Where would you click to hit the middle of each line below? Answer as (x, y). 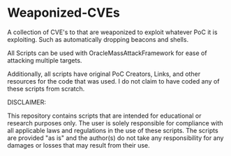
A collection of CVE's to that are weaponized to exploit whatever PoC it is (112, 32)
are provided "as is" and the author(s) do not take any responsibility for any (115, 138)
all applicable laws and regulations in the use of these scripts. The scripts (113, 130)
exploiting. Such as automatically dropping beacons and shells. (98, 39)
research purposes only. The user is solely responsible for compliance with (115, 123)
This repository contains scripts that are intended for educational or (104, 116)
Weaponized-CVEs (64, 13)
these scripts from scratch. (46, 88)
